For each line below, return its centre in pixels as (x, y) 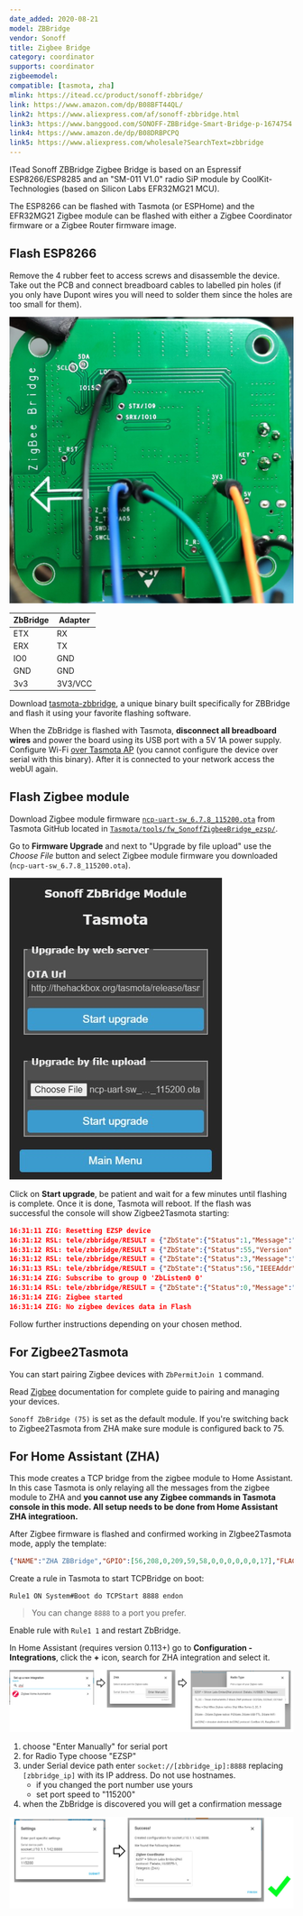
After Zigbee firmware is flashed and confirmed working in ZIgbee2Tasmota (150, 1534)
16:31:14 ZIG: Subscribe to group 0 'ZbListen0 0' (106, 1278)
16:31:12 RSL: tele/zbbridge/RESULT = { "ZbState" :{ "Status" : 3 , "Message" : (151, 1259)
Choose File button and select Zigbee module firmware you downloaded (143, 855)
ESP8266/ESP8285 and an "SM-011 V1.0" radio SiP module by (125, 179)
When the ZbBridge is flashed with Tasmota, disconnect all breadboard (143, 731)
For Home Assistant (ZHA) (85, 1456)
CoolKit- (257, 179)
